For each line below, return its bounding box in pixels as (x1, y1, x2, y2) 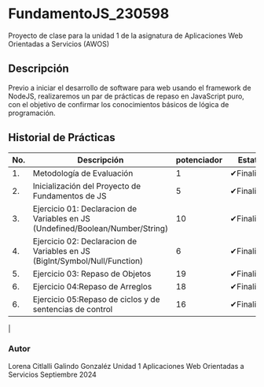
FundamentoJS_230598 (8, 5, 170, 23)
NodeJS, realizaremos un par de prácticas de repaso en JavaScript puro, (8, 91, 245, 101)
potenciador (175, 154, 222, 166)
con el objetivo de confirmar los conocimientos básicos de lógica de (8, 99, 229, 109)
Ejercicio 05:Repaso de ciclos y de (32, 293, 160, 304)
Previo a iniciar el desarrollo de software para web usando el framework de (8, 83, 251, 92)
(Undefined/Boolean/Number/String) (32, 222, 169, 233)
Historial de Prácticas (8, 131, 115, 144)
